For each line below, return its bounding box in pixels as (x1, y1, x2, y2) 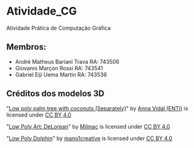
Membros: (6, 42, 47, 52)
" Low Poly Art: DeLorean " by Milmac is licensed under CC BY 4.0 (6, 123, 170, 130)
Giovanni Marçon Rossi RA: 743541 (15, 64, 103, 72)
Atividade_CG (6, 4, 77, 18)
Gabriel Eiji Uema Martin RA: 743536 (15, 71, 107, 78)
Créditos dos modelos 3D (6, 89, 105, 99)
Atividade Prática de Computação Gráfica (6, 24, 111, 32)
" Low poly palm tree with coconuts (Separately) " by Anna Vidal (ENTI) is (6, 104, 189, 112)
